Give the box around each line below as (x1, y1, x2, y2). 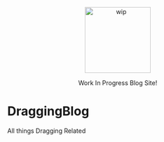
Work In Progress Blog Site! (78, 79, 158, 87)
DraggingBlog (7, 103, 90, 120)
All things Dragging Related (7, 127, 86, 135)
